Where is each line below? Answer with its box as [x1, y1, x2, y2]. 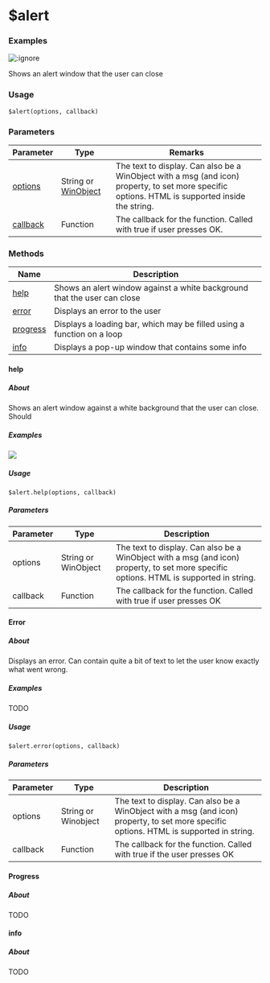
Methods [8, 248, 44, 259]
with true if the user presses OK [114, 849, 235, 860]
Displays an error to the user [53, 305, 162, 316]
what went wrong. [8, 665, 68, 675]
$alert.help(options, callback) [8, 488, 117, 497]
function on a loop [53, 328, 123, 340]
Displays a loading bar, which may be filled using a [53, 319, 245, 330]
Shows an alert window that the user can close [8, 69, 163, 79]
